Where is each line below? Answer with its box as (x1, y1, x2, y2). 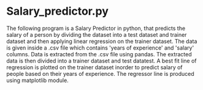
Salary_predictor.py (6, 4, 109, 18)
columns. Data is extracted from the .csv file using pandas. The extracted (6, 50, 192, 58)
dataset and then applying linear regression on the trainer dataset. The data (6, 37, 197, 45)
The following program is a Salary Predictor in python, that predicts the (6, 24, 186, 32)
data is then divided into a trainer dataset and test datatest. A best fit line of (6, 57, 197, 64)
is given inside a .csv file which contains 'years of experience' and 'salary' (6, 44, 194, 51)
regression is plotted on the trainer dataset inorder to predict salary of (6, 63, 183, 71)
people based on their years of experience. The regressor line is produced (6, 70, 194, 77)
